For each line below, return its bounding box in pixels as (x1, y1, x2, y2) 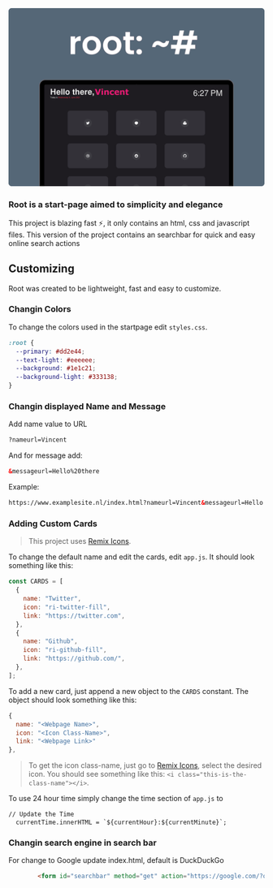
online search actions (8, 238, 80, 248)
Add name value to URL (8, 419, 88, 429)
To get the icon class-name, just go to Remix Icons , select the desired (28, 761, 262, 770)
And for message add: (8, 450, 83, 460)
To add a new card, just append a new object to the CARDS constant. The (8, 686, 249, 696)
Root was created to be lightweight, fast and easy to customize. (8, 283, 222, 293)
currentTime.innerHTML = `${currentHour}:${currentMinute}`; (15, 818, 227, 827)
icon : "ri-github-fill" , (23, 646, 107, 654)
